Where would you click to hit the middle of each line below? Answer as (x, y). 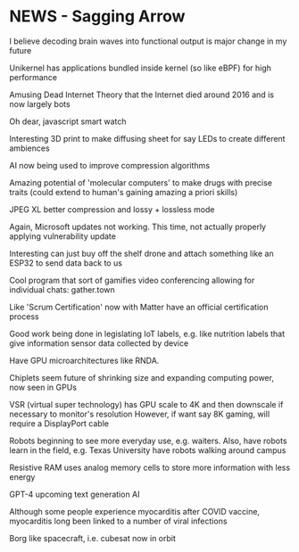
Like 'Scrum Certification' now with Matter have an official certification (139, 307)
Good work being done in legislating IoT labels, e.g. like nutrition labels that (147, 334)
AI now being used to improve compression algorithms (110, 165)
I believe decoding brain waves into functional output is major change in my (148, 41)
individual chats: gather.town (62, 289)
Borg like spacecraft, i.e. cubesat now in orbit (93, 538)
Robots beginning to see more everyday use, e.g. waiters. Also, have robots (148, 441)
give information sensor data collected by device (99, 343)
